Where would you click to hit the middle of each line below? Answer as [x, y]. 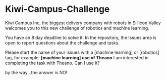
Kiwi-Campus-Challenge [57, 9]
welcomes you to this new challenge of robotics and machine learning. [77, 28]
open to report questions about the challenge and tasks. [62, 42]
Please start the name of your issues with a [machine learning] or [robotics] [82, 52]
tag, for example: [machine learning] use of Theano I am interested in [77, 57]
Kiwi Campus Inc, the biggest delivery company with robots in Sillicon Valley [83, 23]
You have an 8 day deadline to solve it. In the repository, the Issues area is [81, 38]
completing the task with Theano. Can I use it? [53, 63]
